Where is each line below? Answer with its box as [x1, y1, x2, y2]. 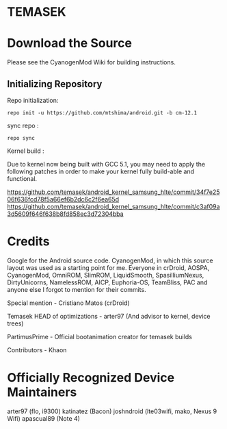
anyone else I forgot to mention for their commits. [7, 285, 146, 293]
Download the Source [7, 36, 132, 51]
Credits [7, 234, 50, 249]
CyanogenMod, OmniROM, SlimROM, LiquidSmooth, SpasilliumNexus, [7, 271, 204, 279]
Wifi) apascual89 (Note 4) [7, 414, 81, 422]
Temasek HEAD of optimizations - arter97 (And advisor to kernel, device [7, 312, 211, 320]
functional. [7, 174, 38, 182]
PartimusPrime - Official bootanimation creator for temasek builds [7, 332, 193, 341]
